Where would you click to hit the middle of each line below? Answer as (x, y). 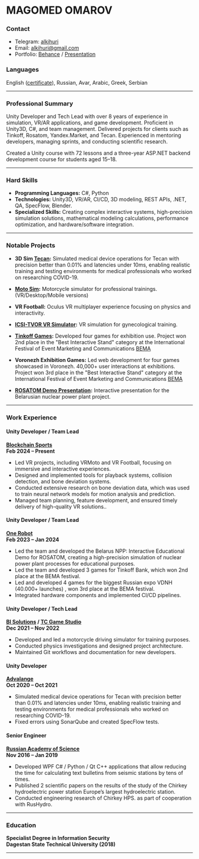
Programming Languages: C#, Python (62, 193)
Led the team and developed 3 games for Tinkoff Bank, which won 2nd (101, 570)
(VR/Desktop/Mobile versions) (52, 295)
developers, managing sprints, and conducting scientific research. (87, 142)
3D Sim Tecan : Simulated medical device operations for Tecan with (97, 258)
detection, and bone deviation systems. (63, 481)
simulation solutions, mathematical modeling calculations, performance (102, 218)
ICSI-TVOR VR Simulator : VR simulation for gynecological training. (96, 324)
